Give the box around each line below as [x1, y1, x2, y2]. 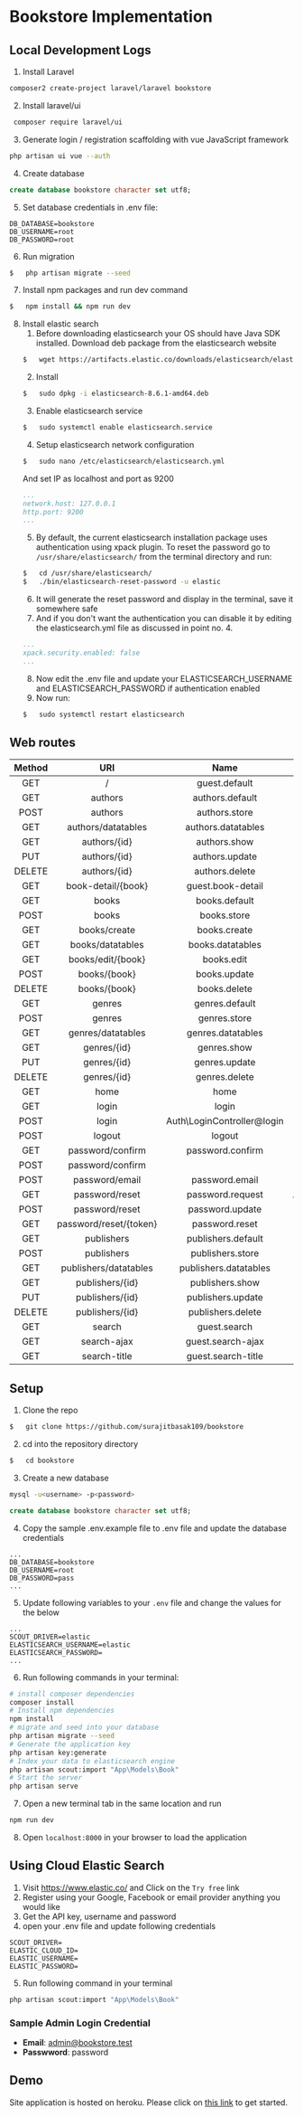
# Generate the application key [9, 1739, 131, 1749]
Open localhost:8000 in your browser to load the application [22, 1832, 248, 1842]
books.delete [197, 983, 252, 996]
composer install [9, 1697, 75, 1706]
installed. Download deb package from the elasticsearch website [35, 337, 277, 349]
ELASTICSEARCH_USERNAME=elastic [9, 1640, 131, 1649]
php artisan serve [9, 1781, 78, 1791]
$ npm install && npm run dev [9, 302, 131, 311]
